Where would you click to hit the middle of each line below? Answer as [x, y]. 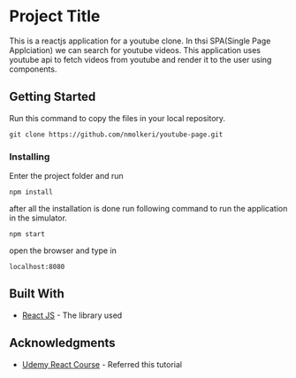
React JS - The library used [72, 315]
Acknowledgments [63, 343]
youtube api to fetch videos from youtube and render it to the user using [140, 59]
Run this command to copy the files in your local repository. [118, 118]
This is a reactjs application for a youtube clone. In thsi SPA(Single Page [140, 41]
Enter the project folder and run [66, 176]
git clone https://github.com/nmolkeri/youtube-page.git [116, 135]
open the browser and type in [63, 251]
